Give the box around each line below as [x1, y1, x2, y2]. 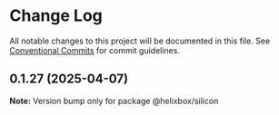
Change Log [9, 5, 103, 26]
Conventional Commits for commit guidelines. [9, 44, 180, 55]
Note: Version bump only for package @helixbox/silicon [9, 95, 219, 106]
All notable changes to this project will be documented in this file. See [9, 35, 271, 46]
